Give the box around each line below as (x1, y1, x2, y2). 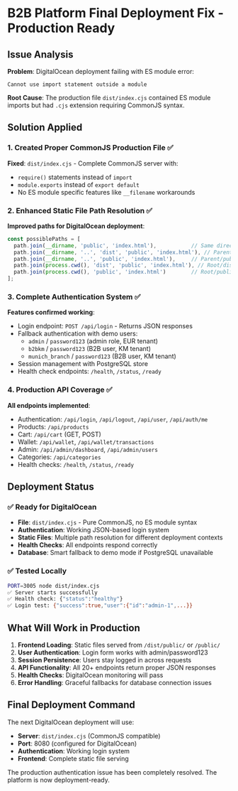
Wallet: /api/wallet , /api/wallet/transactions (17, 437, 154, 446)
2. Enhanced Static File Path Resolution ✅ (7, 205, 153, 215)
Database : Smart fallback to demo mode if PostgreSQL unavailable (17, 549, 214, 557)
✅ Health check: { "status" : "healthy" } (7, 596, 123, 603)
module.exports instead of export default (17, 180, 140, 189)
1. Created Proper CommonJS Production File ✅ (7, 143, 174, 153)
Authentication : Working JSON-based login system (17, 526, 170, 534)
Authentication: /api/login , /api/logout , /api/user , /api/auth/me (17, 414, 208, 424)
